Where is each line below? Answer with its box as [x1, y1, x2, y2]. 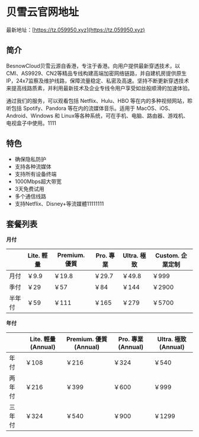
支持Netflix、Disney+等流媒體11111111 [14, 200, 104, 207]
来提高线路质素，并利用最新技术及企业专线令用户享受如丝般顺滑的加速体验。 [6, 84, 193, 92]
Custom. [155, 251, 179, 260]
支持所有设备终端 [14, 170, 57, 177]
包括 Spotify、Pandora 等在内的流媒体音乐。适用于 [11, 105, 136, 112]
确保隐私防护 [14, 155, 46, 162]
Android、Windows [6, 112, 53, 119]
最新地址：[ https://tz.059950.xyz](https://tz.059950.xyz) [6, 26, 145, 33]
